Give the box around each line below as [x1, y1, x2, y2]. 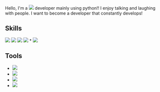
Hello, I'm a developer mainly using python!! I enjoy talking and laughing [5, 5, 156, 11]
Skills [5, 24, 22, 32]
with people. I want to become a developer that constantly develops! [5, 10, 143, 16]
